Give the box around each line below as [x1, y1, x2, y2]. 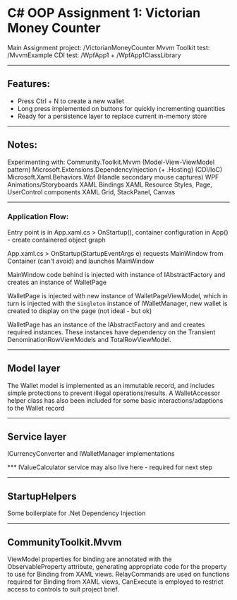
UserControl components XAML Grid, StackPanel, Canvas [7, 187, 176, 196]
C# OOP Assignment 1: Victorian [7, 5, 201, 21]
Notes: [7, 139, 37, 151]
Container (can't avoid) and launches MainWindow [7, 257, 154, 265]
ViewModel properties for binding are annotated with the [7, 555, 172, 563]
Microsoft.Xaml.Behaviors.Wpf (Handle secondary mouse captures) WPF [7, 172, 219, 181]
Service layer [7, 431, 67, 443]
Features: [7, 78, 51, 90]
